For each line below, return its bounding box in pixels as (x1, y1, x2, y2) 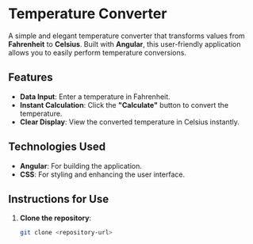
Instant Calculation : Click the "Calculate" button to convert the (19, 100, 228, 109)
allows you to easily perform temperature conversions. (8, 48, 186, 57)
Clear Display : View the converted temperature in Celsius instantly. (19, 116, 240, 127)
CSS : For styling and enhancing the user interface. (19, 170, 185, 179)
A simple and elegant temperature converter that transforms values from (8, 31, 246, 40)
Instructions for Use (8, 192, 109, 206)
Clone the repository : (19, 213, 92, 223)
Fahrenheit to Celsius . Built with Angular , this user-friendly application (8, 39, 241, 48)
